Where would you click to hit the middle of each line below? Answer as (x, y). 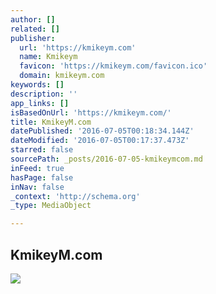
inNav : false (37, 187)
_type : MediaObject (51, 206)
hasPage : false (42, 177)
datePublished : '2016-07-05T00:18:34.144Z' (102, 131)
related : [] (35, 29)
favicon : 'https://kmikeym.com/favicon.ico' (113, 66)
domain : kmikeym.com (62, 76)
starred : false (42, 150)
